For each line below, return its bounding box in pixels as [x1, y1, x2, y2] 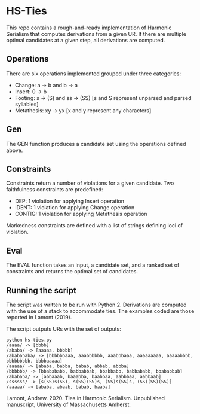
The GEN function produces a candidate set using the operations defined [6, 140, 186, 147]
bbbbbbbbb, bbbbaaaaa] [6, 358, 63, 364]
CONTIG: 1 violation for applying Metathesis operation [14, 211, 147, 218]
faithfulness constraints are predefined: [6, 186, 103, 193]
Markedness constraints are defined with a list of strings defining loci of [6, 222, 183, 229]
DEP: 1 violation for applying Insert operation [14, 197, 124, 205]
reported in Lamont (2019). [6, 314, 72, 321]
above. [6, 147, 23, 154]
